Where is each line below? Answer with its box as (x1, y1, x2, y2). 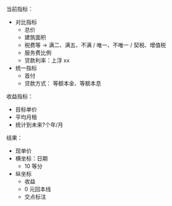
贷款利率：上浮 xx (24, 57, 70, 64)
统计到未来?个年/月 (15, 121, 63, 128)
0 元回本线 (24, 186, 51, 193)
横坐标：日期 (15, 155, 48, 162)
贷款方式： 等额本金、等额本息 (24, 80, 102, 87)
